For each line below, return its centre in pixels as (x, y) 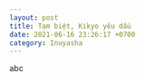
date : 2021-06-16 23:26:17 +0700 (72, 34)
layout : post (34, 18)
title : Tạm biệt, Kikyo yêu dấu (70, 26)
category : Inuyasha (46, 43)
